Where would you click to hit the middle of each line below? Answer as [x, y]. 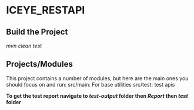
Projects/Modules [40, 64]
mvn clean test [24, 46]
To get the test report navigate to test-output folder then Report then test [97, 96]
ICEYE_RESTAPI [46, 10]
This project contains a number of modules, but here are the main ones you [97, 78]
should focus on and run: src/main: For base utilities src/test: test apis [91, 84]
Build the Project [37, 32]
